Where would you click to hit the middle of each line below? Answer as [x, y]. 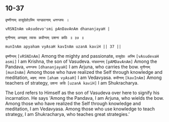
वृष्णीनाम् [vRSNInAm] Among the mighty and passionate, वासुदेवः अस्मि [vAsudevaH [82, 56]
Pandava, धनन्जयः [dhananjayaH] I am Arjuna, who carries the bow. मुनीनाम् [78, 67]
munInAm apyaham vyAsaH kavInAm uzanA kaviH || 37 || [63, 47]
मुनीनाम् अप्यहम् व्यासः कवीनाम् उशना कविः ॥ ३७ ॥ [45, 37]
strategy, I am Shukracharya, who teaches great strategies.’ [67, 114]
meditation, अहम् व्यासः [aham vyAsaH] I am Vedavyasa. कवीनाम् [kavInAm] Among [83, 77]
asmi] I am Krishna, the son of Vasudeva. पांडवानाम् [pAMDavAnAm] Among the [81, 61]
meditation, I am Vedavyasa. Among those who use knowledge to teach [80, 109]
